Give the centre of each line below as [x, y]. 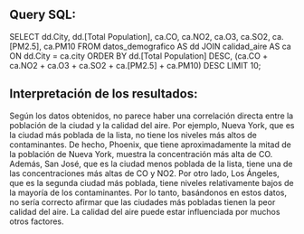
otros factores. [37, 221]
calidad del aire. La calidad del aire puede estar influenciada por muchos [145, 211]
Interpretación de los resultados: [104, 94]
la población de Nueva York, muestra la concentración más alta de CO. [141, 154]
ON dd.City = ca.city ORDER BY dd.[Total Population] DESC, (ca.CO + [139, 56]
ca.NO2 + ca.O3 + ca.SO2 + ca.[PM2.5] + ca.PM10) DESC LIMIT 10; [135, 65]
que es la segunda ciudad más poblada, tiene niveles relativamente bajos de [152, 183]
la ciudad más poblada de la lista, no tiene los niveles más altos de [133, 135]
